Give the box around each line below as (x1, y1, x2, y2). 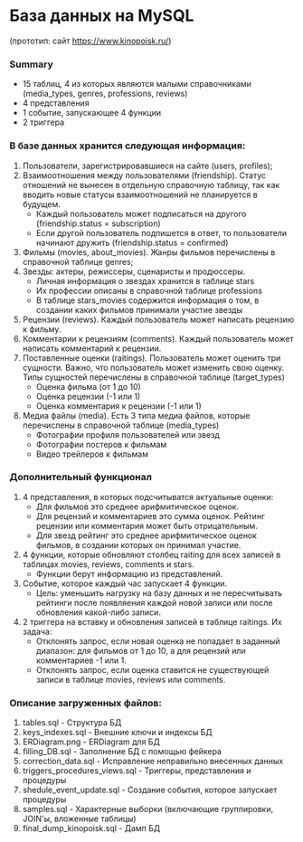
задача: (22, 626, 52, 637)
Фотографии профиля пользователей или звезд (35, 429, 220, 440)
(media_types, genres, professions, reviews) (22, 88, 188, 99)
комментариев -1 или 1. (35, 655, 127, 666)
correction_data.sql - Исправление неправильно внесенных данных (22, 756, 284, 767)
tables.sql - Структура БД (22, 717, 122, 728)
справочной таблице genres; (22, 256, 134, 267)
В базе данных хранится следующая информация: (9, 139, 246, 152)
